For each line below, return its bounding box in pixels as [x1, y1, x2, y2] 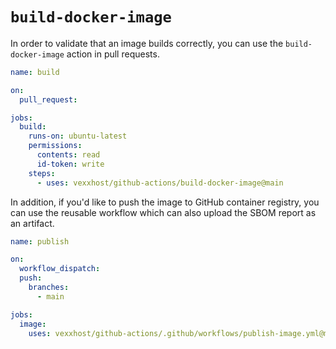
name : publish [10, 236, 70, 247]
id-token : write [36, 159, 105, 169]
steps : [28, 168, 56, 178]
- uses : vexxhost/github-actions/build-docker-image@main [36, 178, 284, 188]
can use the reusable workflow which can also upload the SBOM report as [10, 206, 317, 218]
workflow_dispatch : [19, 264, 101, 274]
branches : [28, 283, 70, 293]
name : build [10, 67, 60, 77]
